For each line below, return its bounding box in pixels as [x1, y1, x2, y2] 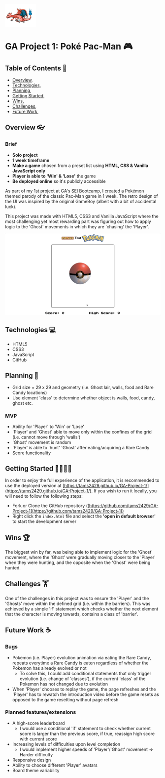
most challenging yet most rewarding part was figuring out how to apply [5, 218, 151, 224]
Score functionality [12, 450, 51, 456]
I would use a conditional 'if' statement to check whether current [19, 725, 151, 731]
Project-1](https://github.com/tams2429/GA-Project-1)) [12, 508, 124, 514]
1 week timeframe [12, 157, 50, 163]
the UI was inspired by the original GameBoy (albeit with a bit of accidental [5, 198, 157, 204]
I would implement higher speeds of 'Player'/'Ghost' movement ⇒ [19, 746, 154, 752]
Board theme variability [12, 767, 60, 773]
